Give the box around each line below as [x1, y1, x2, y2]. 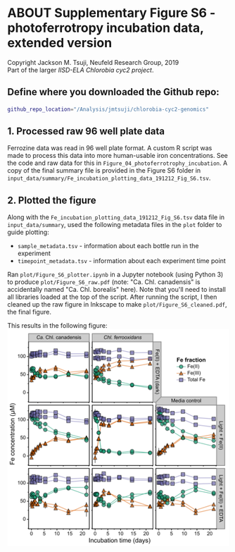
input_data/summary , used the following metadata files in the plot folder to [7, 221, 222, 229]
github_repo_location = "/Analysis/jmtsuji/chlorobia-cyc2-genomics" [7, 106, 210, 113]
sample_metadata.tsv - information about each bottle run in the [17, 242, 199, 250]
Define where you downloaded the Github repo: [7, 86, 220, 98]
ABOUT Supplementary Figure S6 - [7, 5, 216, 21]
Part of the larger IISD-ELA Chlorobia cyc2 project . [7, 66, 154, 74]
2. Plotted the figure [7, 194, 96, 206]
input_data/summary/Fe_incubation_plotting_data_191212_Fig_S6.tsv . [7, 174, 211, 183]
